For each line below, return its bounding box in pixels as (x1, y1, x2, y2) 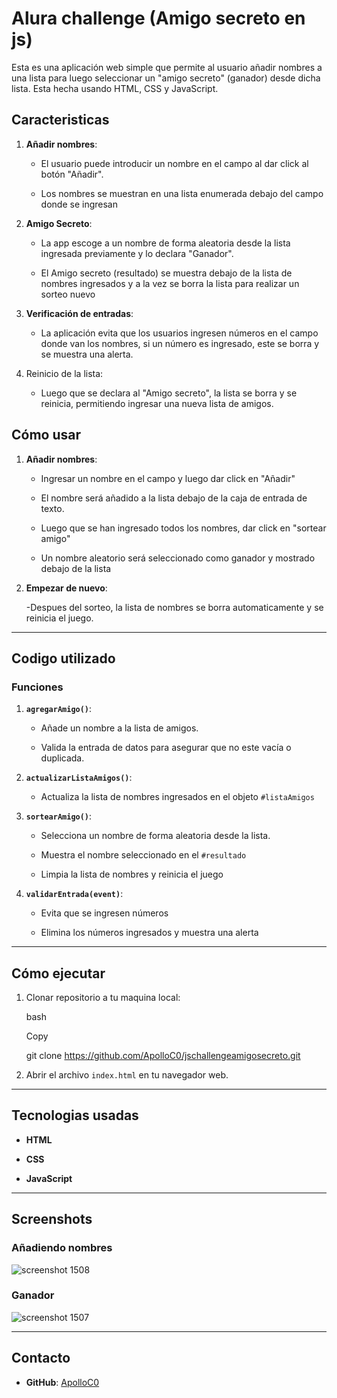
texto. (40, 502, 65, 514)
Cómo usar (11, 427, 82, 444)
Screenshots (11, 1211, 93, 1228)
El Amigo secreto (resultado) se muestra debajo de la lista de (40, 267, 293, 279)
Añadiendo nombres (11, 1241, 113, 1255)
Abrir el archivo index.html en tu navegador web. (25, 1069, 229, 1081)
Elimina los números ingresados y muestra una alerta (40, 927, 259, 939)
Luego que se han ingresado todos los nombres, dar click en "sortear (40, 522, 327, 534)
